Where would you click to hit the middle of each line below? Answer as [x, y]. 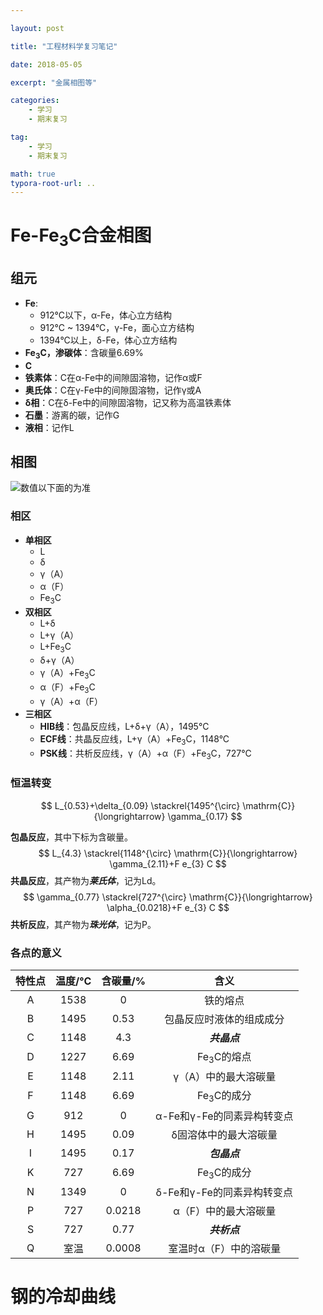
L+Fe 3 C [55, 647]
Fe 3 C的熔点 [224, 1058]
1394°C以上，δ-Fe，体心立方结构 [108, 340]
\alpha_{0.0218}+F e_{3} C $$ [168, 907]
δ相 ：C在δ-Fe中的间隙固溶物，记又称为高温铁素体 [128, 402]
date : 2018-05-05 [46, 64]
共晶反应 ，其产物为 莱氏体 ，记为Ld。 [86, 880]
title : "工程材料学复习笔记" [64, 46]
